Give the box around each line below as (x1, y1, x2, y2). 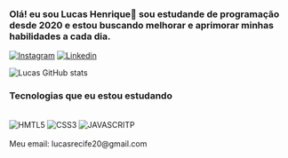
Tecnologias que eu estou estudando (9, 90, 173, 102)
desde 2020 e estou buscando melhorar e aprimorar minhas (9, 19, 274, 31)
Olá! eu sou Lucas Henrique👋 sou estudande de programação (9, 8, 280, 20)
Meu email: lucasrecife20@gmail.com (9, 138, 148, 149)
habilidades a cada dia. (9, 30, 111, 43)
